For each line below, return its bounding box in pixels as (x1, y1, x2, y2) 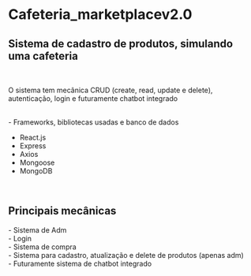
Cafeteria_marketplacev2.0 (8, 6, 193, 24)
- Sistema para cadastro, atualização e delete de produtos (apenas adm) (8, 250, 245, 259)
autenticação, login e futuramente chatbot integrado (8, 94, 178, 103)
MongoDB (19, 166, 53, 175)
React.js (19, 132, 47, 142)
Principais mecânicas (8, 204, 117, 218)
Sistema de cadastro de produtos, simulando (8, 37, 234, 50)
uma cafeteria (8, 49, 79, 62)
